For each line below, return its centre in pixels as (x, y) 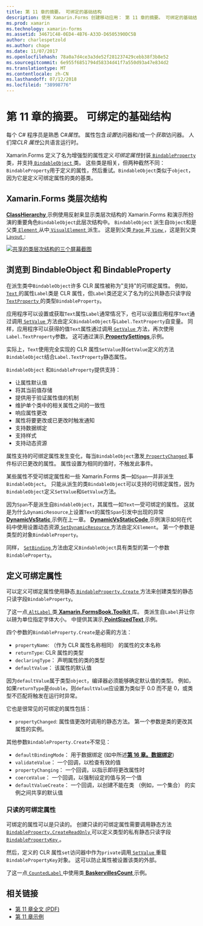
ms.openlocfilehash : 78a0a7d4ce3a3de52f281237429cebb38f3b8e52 (88, 57)
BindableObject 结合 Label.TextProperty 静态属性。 (68, 356)
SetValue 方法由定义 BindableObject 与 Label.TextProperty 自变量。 (105, 321)
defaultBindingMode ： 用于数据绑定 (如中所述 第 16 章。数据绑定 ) (95, 755)
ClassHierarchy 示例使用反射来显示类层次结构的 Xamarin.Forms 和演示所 (97, 214)
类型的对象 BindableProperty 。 (44, 534)
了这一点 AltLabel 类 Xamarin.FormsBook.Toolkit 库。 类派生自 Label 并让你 (101, 612)
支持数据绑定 (31, 428)
